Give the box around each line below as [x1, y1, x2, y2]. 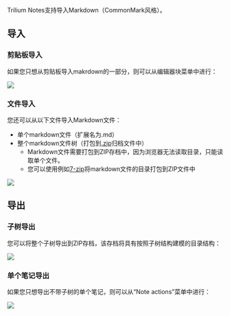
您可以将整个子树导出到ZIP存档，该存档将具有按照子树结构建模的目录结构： [7, 239, 221, 247]
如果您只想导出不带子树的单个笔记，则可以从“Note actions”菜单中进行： [7, 287, 211, 295]
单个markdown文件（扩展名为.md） [16, 130, 119, 139]
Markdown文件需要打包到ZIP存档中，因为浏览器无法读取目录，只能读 [27, 147, 223, 156]
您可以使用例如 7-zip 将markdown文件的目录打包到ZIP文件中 [27, 164, 196, 173]
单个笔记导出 [7, 271, 50, 280]
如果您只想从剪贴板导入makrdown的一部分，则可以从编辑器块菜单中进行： [7, 67, 218, 76]
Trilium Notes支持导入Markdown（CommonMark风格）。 [7, 6, 166, 14]
